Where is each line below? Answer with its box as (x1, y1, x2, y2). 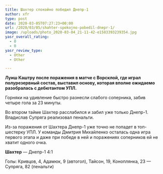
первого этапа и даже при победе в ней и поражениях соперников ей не (5, 134, 158, 140)
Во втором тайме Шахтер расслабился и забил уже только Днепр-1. (5, 109, 148, 115)
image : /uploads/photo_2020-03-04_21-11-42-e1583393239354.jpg (5, 30, 137, 35)
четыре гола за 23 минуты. (5, 100, 62, 106)
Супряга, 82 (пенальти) (5, 164, 54, 170)
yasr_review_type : (5, 48, 43, 53)
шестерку (5, 129, 26, 135)
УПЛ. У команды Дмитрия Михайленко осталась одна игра (26, 129, 151, 135)
